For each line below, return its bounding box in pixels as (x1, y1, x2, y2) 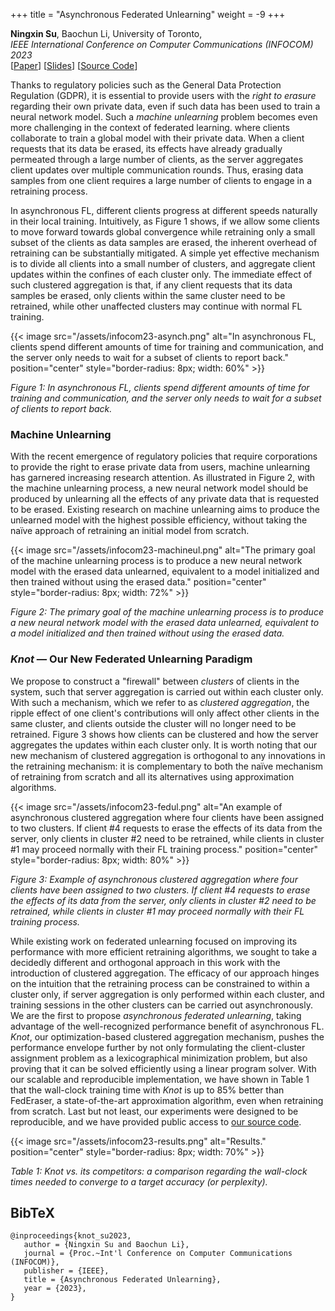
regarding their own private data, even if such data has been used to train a (10, 100, 321, 112)
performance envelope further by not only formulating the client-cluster (10, 1041, 306, 1053)
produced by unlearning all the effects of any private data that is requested (10, 493, 320, 505)
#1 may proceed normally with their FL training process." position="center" (10, 843, 319, 855)
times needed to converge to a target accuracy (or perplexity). (10, 1175, 268, 1188)
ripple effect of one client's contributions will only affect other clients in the (10, 707, 320, 719)
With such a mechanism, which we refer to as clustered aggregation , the (10, 696, 310, 708)
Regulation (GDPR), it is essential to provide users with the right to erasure (10, 90, 317, 101)
